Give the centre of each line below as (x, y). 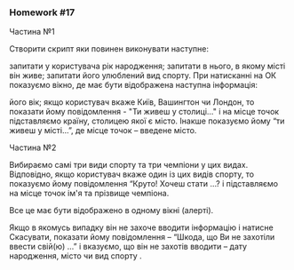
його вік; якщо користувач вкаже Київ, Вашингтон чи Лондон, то (132, 102)
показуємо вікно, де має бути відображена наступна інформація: (133, 85)
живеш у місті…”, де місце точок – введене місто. (103, 131)
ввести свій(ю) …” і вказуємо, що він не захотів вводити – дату (128, 247)
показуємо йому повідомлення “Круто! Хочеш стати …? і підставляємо (144, 184)
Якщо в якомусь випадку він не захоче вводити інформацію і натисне (141, 227)
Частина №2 (33, 147)
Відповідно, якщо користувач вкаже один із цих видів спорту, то (132, 174)
